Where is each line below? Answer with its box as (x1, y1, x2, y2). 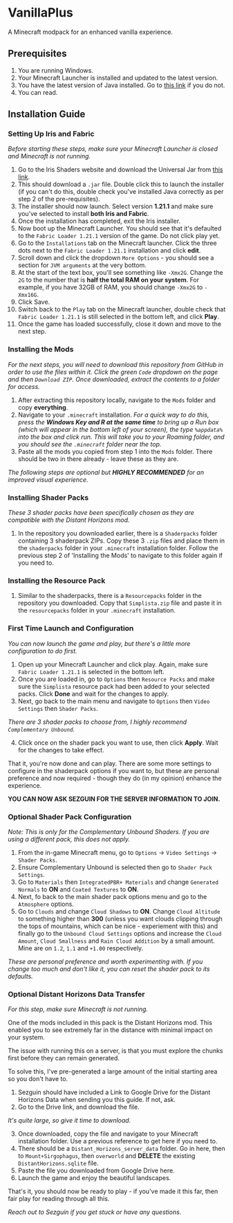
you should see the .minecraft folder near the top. (17, 440, 162, 448)
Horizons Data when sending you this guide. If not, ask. (17, 1096, 176, 1104)
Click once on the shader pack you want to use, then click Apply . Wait (17, 739, 218, 747)
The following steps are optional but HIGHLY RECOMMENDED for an (8, 468, 205, 476)
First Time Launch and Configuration (8, 624, 134, 633)
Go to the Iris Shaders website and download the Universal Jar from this (17, 165, 223, 174)
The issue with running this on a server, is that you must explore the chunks (8, 1047, 223, 1055)
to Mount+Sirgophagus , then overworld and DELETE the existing (17, 1152, 196, 1160)
